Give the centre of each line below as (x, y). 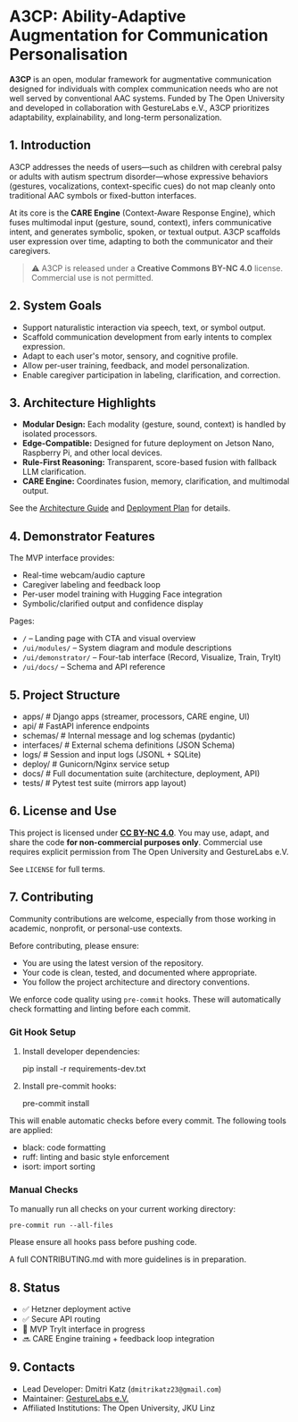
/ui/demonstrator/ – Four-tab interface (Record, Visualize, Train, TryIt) (152, 657)
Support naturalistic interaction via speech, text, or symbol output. (144, 327)
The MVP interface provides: (62, 558)
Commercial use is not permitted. (92, 277)
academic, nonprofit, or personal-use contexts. (96, 928)
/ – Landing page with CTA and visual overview (109, 639)
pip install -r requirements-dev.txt (84, 1068)
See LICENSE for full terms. (57, 868)
